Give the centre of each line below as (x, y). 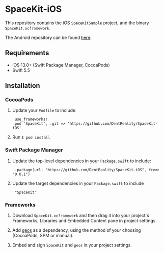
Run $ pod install (31, 137)
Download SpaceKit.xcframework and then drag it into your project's (81, 216)
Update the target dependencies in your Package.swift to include (78, 183)
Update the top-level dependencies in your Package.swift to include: (82, 161)
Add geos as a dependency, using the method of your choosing (77, 230)
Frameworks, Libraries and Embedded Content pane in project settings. (84, 221)
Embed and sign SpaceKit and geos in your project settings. (72, 245)
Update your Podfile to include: (44, 110)
